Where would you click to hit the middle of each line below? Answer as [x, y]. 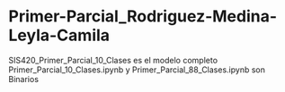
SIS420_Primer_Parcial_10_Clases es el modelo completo [113, 60]
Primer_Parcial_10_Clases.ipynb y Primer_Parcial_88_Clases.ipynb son [137, 70]
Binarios [24, 79]
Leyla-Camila [59, 35]
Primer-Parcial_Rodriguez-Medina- [143, 17]
